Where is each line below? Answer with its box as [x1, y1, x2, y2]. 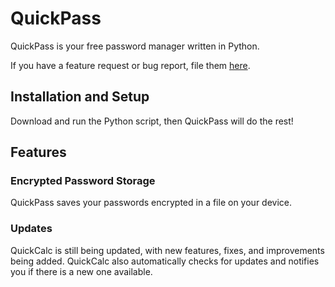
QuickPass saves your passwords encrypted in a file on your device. [10, 197, 292, 209]
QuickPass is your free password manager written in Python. [10, 40, 260, 52]
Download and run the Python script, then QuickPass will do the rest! [10, 115, 294, 127]
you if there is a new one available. [10, 265, 153, 277]
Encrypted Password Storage [10, 174, 156, 188]
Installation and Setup [10, 88, 150, 106]
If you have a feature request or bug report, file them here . [10, 59, 251, 71]
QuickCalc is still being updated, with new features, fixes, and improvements [10, 244, 325, 256]
